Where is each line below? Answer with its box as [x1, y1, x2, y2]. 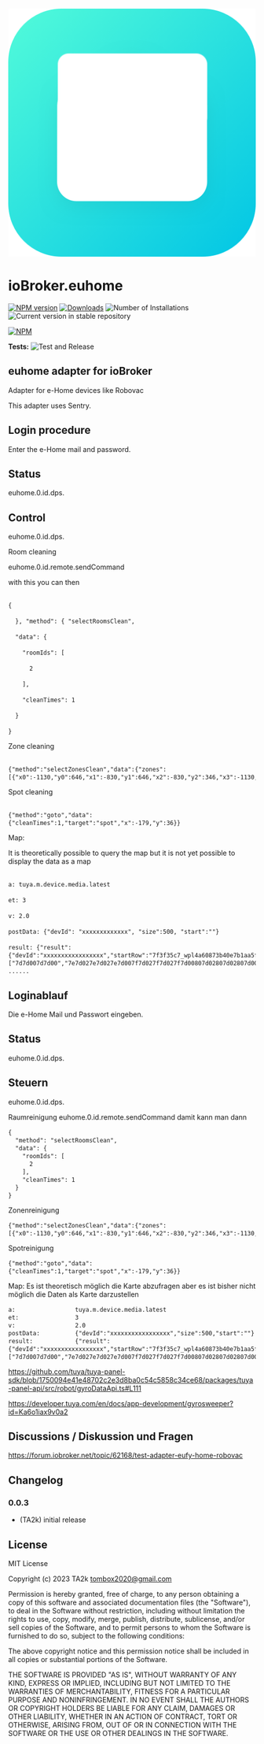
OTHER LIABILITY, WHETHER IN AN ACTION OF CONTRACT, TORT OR [8, 1712, 237, 1721]
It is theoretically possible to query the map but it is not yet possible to [8, 848, 236, 858]
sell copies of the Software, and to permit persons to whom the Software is [8, 1623, 251, 1632]
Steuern [8, 1076, 49, 1090]
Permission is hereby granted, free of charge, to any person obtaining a [8, 1589, 240, 1598]
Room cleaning [8, 547, 57, 557]
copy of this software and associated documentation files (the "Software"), [8, 1598, 251, 1607]
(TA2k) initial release [19, 1515, 86, 1524]
